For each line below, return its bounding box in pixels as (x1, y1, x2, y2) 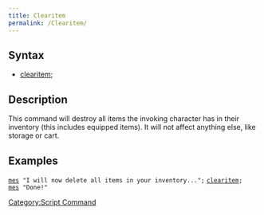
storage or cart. (8, 131, 60, 140)
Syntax (8, 49, 45, 62)
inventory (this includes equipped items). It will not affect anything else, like (8, 123, 257, 132)
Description (8, 92, 68, 106)
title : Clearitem (8, 11, 66, 20)
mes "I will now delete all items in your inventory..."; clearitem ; (8, 176, 243, 184)
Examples (8, 154, 58, 167)
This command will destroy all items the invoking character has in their (8, 114, 240, 123)
